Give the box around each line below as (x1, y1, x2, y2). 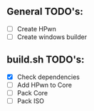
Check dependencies (16, 73, 80, 81)
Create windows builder (16, 32, 88, 41)
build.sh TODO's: (6, 53, 85, 66)
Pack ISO (16, 96, 44, 105)
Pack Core (16, 88, 48, 97)
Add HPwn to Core (16, 80, 73, 89)
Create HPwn (16, 24, 56, 33)
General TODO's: (6, 6, 83, 18)
